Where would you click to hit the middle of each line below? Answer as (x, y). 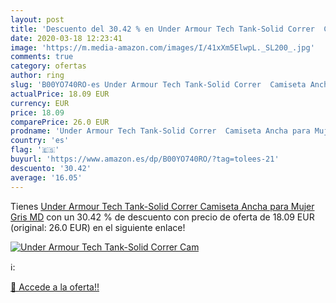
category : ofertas (48, 66)
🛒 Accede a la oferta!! (55, 287)
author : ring (37, 76)
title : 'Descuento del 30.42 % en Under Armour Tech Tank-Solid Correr (162, 29)
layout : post (37, 19)
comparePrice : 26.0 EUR (60, 122)
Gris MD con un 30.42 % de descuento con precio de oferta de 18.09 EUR (162, 217)
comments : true (42, 57)
